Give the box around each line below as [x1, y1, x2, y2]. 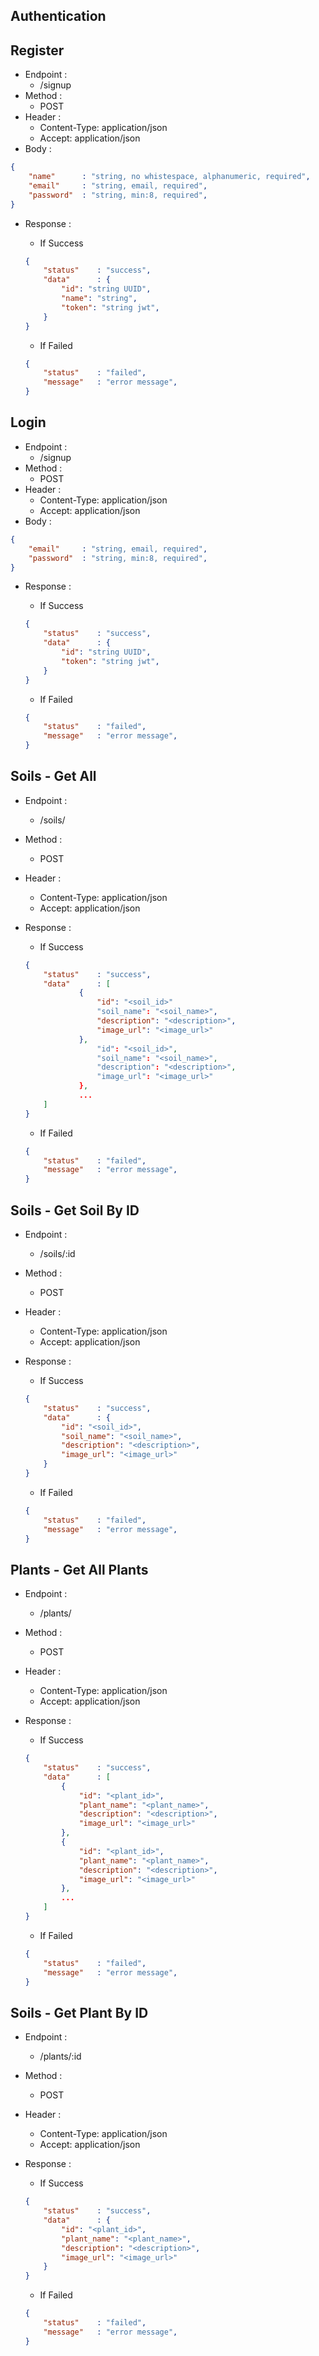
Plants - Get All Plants [10, 1561, 149, 1578]
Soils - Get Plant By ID [10, 2004, 149, 2021]
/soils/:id [39, 1248, 76, 1260]
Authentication [10, 8, 107, 25]
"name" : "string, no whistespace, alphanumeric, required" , [28, 172, 311, 182]
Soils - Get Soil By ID [10, 1202, 140, 1219]
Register [10, 42, 65, 59]
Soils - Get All [10, 768, 97, 785]
